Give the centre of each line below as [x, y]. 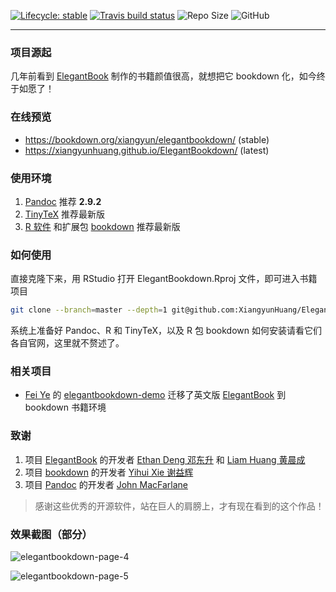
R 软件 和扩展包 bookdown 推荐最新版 [102, 226]
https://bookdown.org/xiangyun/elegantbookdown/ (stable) [147, 139]
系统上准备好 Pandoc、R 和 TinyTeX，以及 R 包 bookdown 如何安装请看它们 [166, 331]
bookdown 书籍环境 [65, 407]
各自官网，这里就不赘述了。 [67, 343]
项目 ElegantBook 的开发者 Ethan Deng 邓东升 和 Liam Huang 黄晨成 [165, 459]
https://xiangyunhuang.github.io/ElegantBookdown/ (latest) [147, 150]
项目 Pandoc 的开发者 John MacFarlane [106, 484]
